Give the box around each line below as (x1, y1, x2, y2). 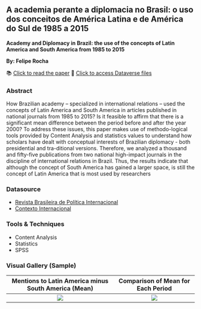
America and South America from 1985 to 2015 (6, 46, 125, 53)
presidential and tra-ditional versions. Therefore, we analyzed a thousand (6, 145, 187, 152)
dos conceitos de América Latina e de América (6, 14, 184, 25)
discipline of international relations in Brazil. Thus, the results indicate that (6, 157, 188, 165)
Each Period (136, 284, 172, 292)
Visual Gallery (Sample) (6, 261, 77, 269)
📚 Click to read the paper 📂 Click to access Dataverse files (6, 69, 152, 77)
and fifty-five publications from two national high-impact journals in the (6, 151, 182, 158)
